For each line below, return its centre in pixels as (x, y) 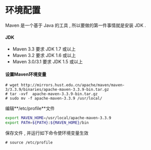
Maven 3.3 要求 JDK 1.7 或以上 (44, 49)
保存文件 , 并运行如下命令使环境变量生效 (47, 133)
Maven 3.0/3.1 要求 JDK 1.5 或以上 (48, 62)
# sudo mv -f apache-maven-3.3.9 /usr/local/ (54, 98)
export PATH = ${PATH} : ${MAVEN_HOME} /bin (47, 123)
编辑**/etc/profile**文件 (30, 109)
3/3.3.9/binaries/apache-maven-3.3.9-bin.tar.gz (57, 90)
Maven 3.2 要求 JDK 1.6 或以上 (44, 56)
